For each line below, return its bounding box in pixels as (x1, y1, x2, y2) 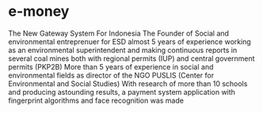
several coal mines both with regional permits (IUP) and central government (8, 54, 255, 63)
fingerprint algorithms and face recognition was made (8, 96, 185, 105)
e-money (8, 2, 70, 21)
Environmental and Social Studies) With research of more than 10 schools (8, 78, 248, 89)
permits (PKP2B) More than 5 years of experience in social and (8, 62, 214, 71)
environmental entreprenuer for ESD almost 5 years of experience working (8, 36, 251, 46)
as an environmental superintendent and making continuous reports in (8, 45, 238, 55)
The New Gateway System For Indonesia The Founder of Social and (8, 28, 230, 38)
